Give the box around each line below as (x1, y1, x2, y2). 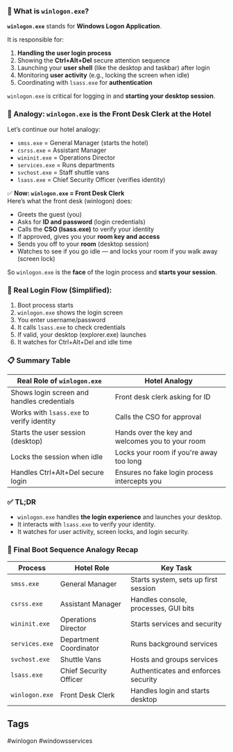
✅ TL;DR (7, 497, 37, 507)
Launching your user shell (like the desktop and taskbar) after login (17, 64, 210, 72)
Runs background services (130, 639, 218, 649)
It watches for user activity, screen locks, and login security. (17, 528, 189, 536)
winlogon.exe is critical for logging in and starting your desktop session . (7, 92, 216, 100)
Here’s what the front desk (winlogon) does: (7, 197, 133, 205)
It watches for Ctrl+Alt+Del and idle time (17, 337, 132, 346)
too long (114, 456, 142, 466)
